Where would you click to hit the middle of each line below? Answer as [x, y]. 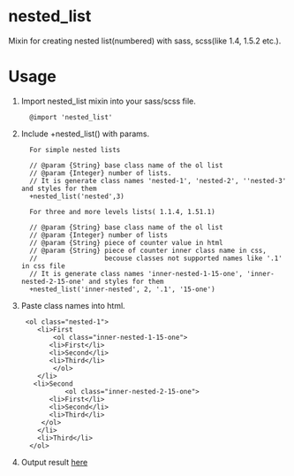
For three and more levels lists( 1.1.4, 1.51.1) [122, 211]
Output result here [54, 462]
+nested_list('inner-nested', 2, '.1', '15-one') [122, 289]
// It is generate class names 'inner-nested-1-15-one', [136, 273]
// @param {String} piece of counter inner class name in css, [148, 250]
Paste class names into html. [73, 305]
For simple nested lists [75, 150]
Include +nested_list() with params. [85, 134]
